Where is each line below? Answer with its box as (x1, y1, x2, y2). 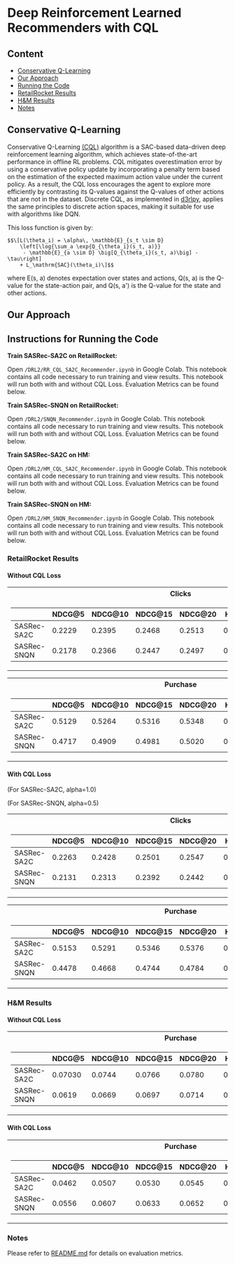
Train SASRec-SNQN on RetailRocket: (7, 401, 119, 410)
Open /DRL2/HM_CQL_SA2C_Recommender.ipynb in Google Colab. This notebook (7, 465, 227, 473)
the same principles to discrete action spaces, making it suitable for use (7, 202, 215, 211)
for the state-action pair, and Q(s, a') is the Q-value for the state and (24, 281, 222, 289)
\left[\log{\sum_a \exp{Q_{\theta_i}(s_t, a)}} (20, 243, 161, 250)
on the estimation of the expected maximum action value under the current (7, 172, 223, 180)
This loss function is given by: (7, 223, 93, 232)
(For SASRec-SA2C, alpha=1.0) (7, 785, 97, 794)
